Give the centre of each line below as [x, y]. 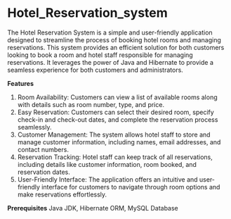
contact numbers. [43, 149]
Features [20, 83]
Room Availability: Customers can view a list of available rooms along [117, 97]
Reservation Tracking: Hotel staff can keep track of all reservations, [115, 157]
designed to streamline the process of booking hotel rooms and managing [114, 39]
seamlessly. [34, 127]
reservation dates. [44, 172]
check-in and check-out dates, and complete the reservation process [118, 119]
